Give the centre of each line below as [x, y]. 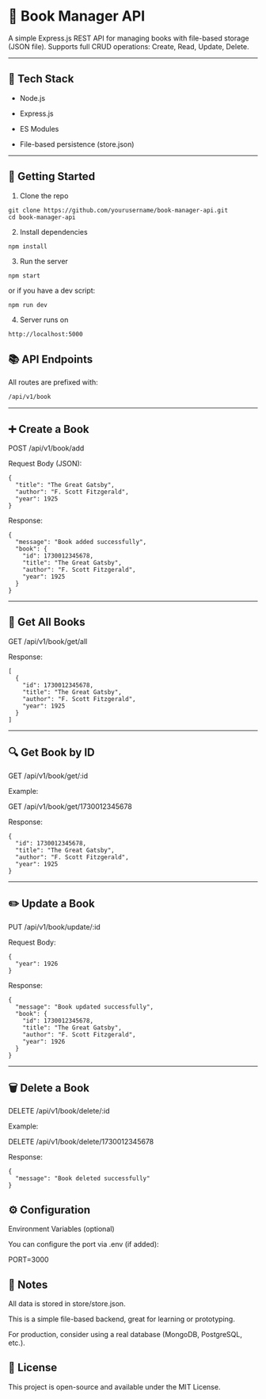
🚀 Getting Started [52, 176]
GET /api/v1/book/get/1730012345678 [70, 806]
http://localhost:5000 [46, 334]
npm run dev [28, 305]
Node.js [32, 98]
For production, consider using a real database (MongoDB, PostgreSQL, [125, 1334]
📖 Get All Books [47, 622]
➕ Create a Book [49, 429]
